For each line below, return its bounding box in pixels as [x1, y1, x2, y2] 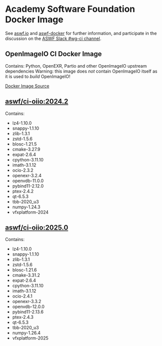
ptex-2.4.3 [12, 314, 34, 320]
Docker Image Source [5, 83, 49, 89]
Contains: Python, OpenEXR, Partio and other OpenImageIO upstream [5, 63, 147, 69]
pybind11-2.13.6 [12, 309, 43, 315]
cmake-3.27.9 [12, 146, 40, 152]
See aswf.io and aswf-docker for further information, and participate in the [5, 30, 157, 36]
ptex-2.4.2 [12, 188, 34, 194]
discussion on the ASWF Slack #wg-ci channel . [5, 36, 102, 41]
